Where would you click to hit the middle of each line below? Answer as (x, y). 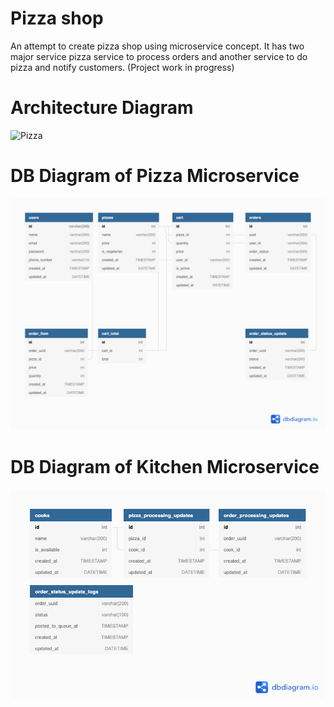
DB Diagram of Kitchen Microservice (165, 467)
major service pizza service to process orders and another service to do (159, 56)
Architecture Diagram (102, 108)
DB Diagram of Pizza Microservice (155, 176)
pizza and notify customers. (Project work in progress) (122, 67)
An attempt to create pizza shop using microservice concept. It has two (157, 46)
